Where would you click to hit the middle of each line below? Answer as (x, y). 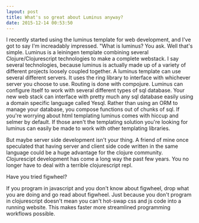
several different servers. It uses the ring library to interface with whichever (98, 78)
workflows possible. (31, 214)
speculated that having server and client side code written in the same (92, 146)
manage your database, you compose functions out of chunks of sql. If (93, 109)
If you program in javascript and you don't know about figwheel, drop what (97, 188)
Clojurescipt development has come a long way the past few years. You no (97, 159)
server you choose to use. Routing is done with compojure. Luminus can (94, 84)
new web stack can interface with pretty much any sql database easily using (100, 97)
